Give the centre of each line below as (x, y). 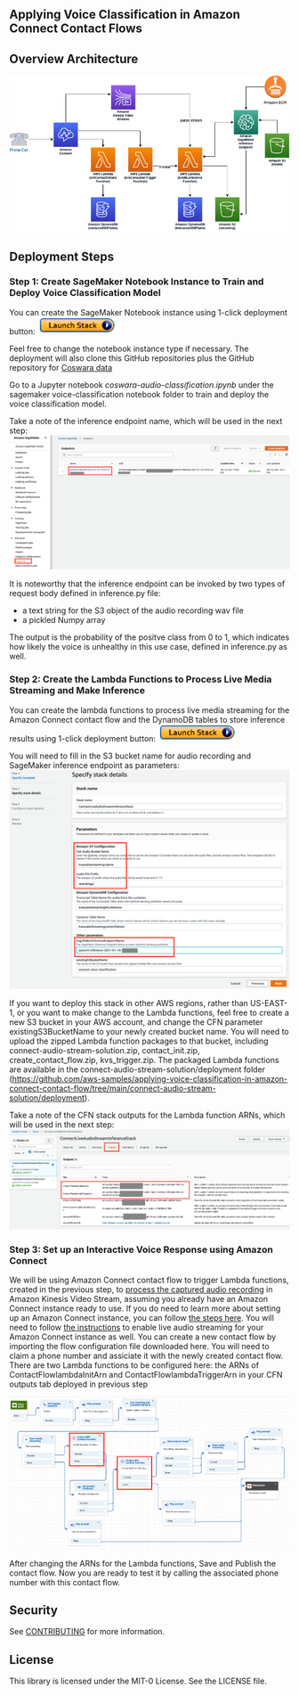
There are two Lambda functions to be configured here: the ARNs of (134, 1365)
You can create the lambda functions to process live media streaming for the (149, 710)
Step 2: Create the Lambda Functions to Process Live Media (141, 679)
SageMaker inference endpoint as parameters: (94, 765)
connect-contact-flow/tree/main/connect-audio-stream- (113, 1089)
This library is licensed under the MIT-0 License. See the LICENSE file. (138, 1681)
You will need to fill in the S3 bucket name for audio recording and (130, 756)
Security (33, 1610)
